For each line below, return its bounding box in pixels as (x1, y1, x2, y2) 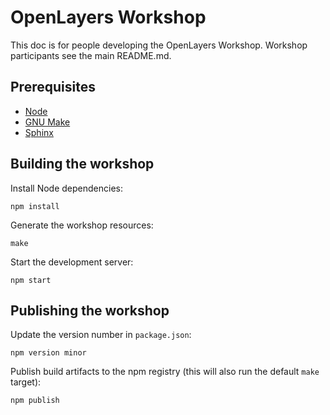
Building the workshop (10, 156, 155, 173)
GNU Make (24, 116, 71, 128)
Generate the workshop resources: (10, 219, 154, 231)
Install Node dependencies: (10, 182, 123, 194)
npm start (10, 275, 52, 285)
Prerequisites (10, 79, 96, 96)
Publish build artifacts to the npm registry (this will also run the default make (10, 366, 320, 378)
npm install (10, 201, 60, 211)
